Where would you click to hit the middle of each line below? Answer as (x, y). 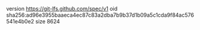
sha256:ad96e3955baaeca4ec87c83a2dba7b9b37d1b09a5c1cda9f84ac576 (100, 15)
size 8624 (48, 21)
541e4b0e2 (20, 21)
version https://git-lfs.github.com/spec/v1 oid (62, 9)
